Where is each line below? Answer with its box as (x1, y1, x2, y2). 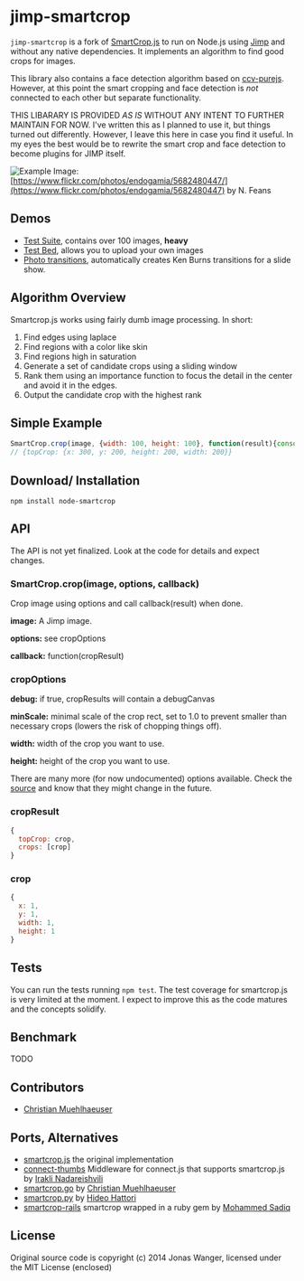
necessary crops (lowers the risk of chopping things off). (10, 721, 222, 731)
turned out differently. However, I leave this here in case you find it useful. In (10, 128, 294, 139)
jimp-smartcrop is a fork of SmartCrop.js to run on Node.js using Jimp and (10, 36, 285, 47)
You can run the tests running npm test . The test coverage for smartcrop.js (10, 984, 288, 995)
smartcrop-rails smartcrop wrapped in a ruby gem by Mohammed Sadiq (23, 1201, 291, 1212)
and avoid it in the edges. (23, 380, 118, 391)
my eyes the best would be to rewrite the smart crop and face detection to (10, 138, 287, 149)
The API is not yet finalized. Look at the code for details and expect (10, 545, 260, 556)
